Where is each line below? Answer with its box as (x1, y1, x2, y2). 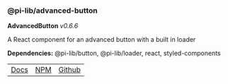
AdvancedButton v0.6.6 (7, 22, 79, 30)
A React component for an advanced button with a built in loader (7, 35, 196, 44)
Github (58, 65, 81, 75)
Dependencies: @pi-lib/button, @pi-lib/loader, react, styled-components (7, 49, 221, 58)
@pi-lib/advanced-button (7, 6, 98, 16)
